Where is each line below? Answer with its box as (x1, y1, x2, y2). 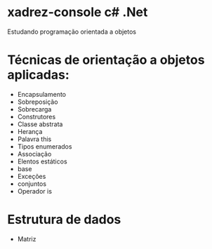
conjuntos (17, 180, 47, 188)
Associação (17, 149, 52, 158)
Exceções (17, 172, 46, 180)
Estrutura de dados (7, 212, 121, 228)
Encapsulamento (17, 90, 67, 98)
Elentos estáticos (17, 157, 68, 166)
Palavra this (17, 135, 52, 143)
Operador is (17, 187, 53, 195)
